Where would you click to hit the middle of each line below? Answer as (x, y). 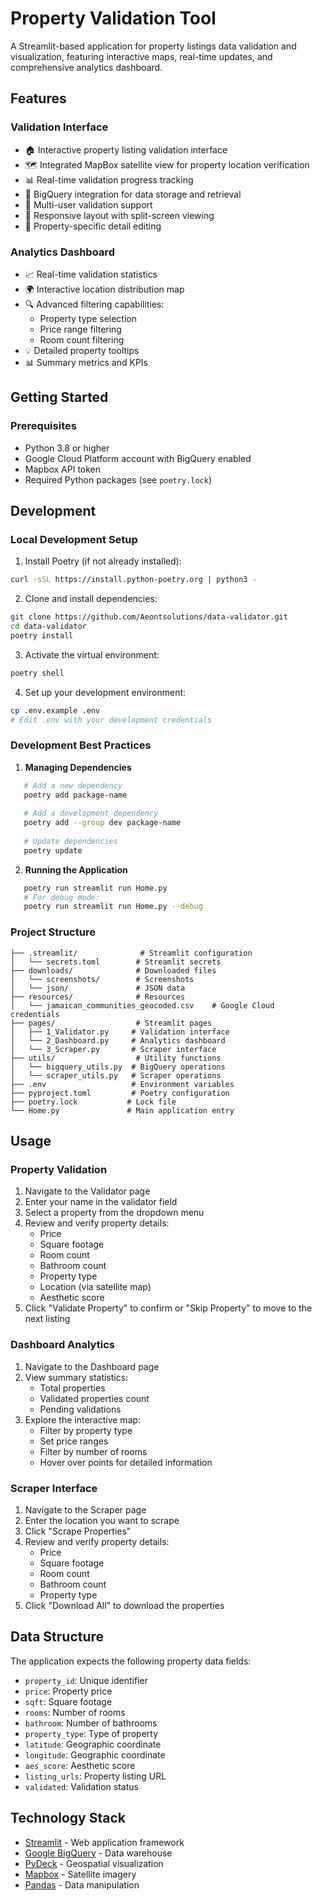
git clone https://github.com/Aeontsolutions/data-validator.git (149, 617)
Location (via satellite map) (95, 1287)
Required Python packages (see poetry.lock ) (118, 479)
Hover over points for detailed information (126, 1462)
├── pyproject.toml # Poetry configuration (120, 1093)
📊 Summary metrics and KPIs (86, 362)
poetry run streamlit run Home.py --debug (113, 907)
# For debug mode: (62, 897)
